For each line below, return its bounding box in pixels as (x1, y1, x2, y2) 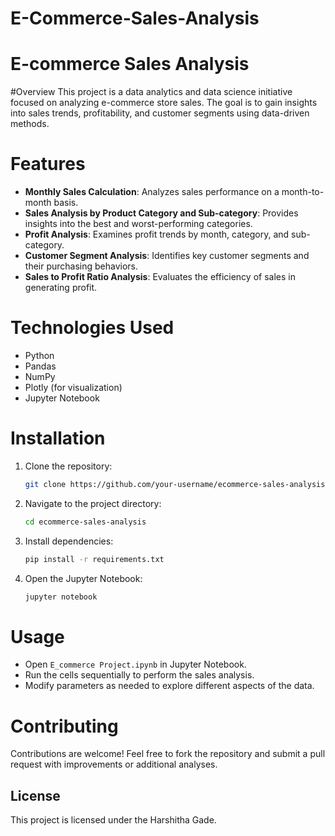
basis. (53, 197, 79, 209)
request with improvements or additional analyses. (10, 758, 218, 771)
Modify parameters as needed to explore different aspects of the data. (24, 680, 315, 692)
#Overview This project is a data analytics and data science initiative (10, 86, 293, 98)
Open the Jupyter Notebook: (24, 572, 143, 584)
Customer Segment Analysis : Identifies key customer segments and (24, 250, 310, 262)
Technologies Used (10, 317, 175, 339)
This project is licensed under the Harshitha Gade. (10, 814, 217, 826)
